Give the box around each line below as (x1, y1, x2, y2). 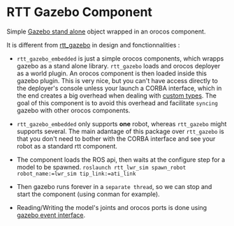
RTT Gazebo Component (6, 4, 153, 20)
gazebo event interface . (16, 211, 86, 219)
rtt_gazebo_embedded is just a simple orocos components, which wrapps (16, 54, 224, 63)
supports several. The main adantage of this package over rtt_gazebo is (16, 127, 224, 135)
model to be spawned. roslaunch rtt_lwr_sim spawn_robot (16, 163, 187, 171)
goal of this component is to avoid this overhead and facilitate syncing (16, 98, 218, 107)
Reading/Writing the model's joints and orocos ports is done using (16, 203, 207, 211)
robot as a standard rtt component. (16, 142, 118, 150)
